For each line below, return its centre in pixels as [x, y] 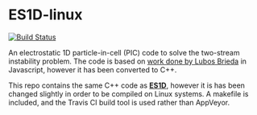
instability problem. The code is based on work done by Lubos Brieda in [128, 61]
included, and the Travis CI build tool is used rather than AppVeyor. [119, 102]
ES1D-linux [46, 15]
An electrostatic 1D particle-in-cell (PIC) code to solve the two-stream [124, 52]
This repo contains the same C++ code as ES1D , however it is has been [127, 85]
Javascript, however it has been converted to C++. [93, 69]
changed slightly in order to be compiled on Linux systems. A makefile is [128, 93]
